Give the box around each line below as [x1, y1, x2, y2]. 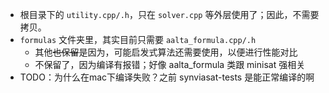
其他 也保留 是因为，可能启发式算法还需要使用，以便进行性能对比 [34, 46, 298, 58]
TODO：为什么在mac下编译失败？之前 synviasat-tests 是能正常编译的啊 [19, 71, 315, 83]
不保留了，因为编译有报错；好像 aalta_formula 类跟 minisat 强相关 [34, 59, 306, 70]
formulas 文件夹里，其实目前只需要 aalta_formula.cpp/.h [19, 34, 257, 45]
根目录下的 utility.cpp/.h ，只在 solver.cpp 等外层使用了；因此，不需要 [19, 9, 320, 20]
